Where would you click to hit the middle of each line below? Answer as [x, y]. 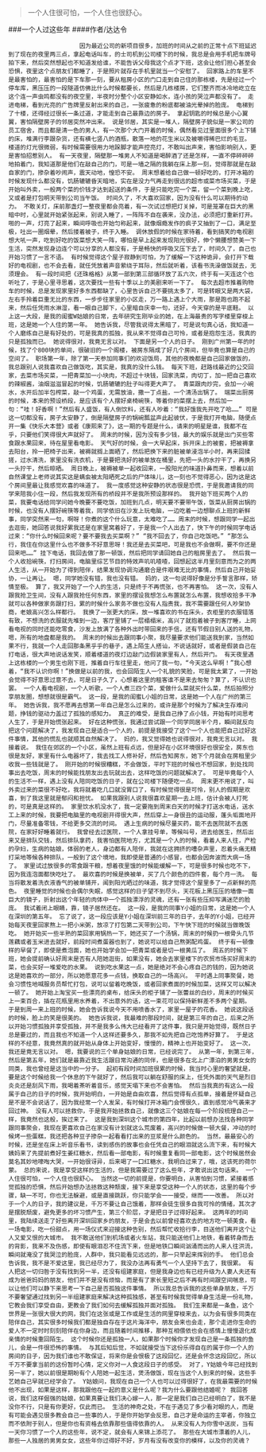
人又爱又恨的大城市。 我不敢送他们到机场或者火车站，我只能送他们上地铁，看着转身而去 [131, 1238]
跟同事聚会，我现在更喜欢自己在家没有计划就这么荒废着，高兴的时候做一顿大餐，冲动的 [129, 1128]
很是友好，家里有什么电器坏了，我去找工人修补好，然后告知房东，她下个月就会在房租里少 [132, 756]
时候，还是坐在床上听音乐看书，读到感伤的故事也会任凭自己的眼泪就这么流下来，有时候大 [132, 1145]
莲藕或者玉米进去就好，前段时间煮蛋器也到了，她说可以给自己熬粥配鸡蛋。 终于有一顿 [128, 942]
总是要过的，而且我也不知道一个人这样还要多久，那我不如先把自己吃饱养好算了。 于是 [128, 1035]
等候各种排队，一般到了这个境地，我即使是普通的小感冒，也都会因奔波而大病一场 [138, 858]
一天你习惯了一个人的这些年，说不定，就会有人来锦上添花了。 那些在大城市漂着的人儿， [131, 1432]
